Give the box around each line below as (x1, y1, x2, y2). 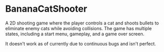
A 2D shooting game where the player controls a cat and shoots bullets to (5, 20, 159, 26)
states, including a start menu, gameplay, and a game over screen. (5, 31, 145, 37)
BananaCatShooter (5, 3, 87, 15)
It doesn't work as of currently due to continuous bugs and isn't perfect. (5, 40, 156, 46)
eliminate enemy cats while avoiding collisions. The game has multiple (5, 25, 152, 31)
